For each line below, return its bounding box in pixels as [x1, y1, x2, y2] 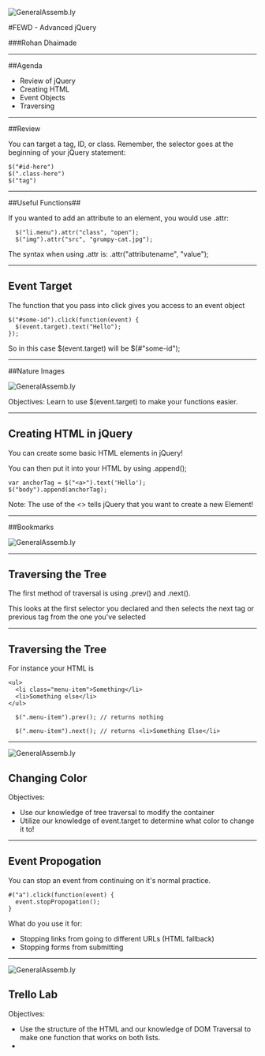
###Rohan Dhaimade [8, 38, 77, 47]
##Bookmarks [8, 522, 54, 532]
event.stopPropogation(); [15, 897, 101, 906]
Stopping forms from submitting [19, 942, 124, 952]
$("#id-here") [8, 163, 55, 171]
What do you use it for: [8, 919, 83, 928]
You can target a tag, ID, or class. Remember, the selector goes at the [8, 139, 234, 148]
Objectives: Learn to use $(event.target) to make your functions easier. [8, 396, 238, 406]
